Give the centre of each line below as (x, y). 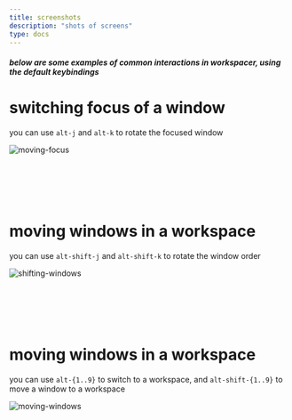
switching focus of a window (118, 108)
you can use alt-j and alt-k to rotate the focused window (116, 132)
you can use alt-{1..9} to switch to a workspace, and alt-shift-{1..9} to (146, 379)
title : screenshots (45, 17)
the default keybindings (54, 71)
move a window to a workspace (67, 389)
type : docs (29, 34)
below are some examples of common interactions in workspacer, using (145, 62)
